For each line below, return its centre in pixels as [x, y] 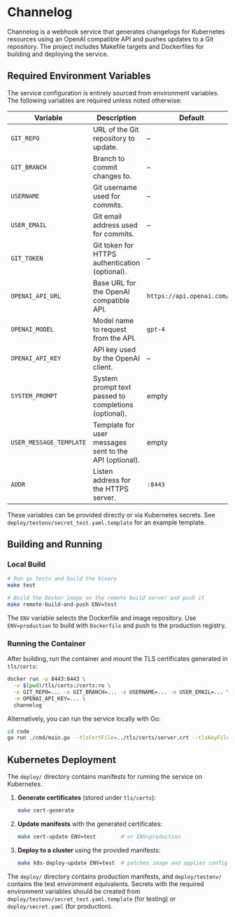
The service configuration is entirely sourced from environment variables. [113, 93]
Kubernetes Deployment [62, 760]
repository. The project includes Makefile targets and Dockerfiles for [106, 46]
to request [110, 329]
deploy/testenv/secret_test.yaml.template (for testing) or [92, 899]
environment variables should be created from [74, 891]
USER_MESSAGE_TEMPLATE [48, 442]
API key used [114, 349]
